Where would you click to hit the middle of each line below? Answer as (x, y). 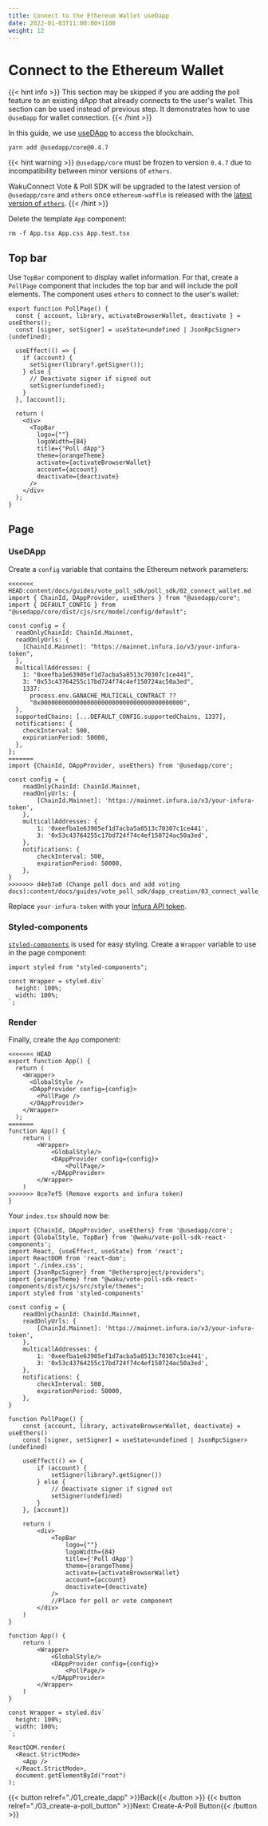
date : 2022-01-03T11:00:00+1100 (62, 23)
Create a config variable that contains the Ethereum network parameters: (128, 569)
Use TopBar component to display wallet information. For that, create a (124, 277)
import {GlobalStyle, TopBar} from (67, 1238)
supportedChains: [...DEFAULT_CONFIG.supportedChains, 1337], (121, 717)
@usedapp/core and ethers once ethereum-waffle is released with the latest (130, 195)
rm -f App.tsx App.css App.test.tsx (69, 234)
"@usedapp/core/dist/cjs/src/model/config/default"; (98, 612)
